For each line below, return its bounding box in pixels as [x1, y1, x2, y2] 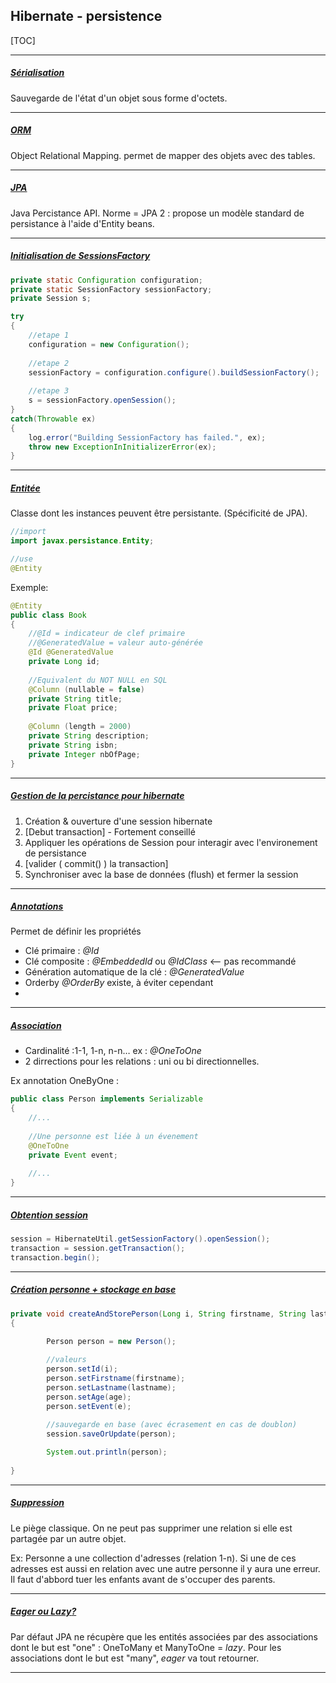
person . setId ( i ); [46, 1364, 118, 1374]
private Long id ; [28, 657, 101, 667]
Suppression [10, 1497, 65, 1509]
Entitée [10, 482, 41, 494]
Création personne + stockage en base [10, 1284, 177, 1296]
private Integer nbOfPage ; [28, 749, 141, 759]
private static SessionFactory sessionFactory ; [10, 284, 213, 294]
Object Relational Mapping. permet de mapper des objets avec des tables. [10, 149, 316, 161]
